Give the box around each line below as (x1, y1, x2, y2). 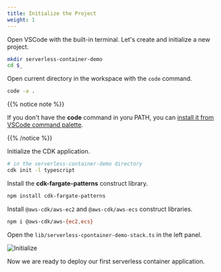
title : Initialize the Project (7, 10, 97, 17)
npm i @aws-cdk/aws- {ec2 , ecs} (7, 218, 94, 225)
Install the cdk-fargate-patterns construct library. (7, 179, 148, 187)
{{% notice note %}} (7, 100, 65, 108)
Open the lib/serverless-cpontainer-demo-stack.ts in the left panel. (7, 230, 202, 238)
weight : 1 (7, 16, 36, 23)
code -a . (7, 88, 36, 95)
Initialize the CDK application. (7, 147, 91, 156)
